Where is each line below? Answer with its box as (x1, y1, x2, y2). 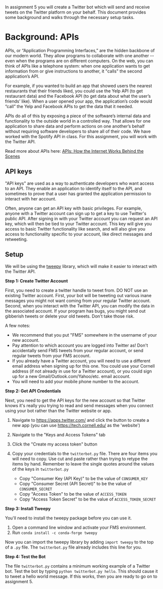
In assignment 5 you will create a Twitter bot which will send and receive (5, 4, 150, 10)
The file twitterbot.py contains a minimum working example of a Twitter (5, 563, 150, 569)
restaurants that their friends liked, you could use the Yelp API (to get (5, 88, 143, 94)
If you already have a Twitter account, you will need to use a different (12, 357, 150, 364)
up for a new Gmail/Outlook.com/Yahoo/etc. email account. (12, 373, 131, 379)
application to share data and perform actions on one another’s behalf (5, 123, 145, 129)
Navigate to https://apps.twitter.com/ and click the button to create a (12, 417, 149, 423)
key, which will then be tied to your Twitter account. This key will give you (5, 221, 152, 227)
